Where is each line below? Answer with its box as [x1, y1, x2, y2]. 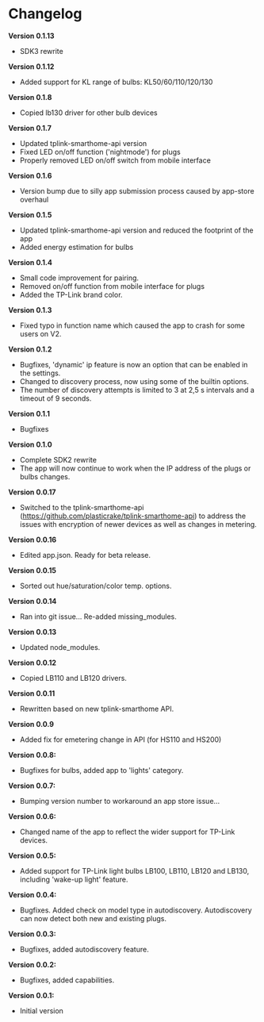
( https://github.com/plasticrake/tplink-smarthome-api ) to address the [19, 511, 247, 521]
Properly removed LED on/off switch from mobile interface [19, 156, 212, 165]
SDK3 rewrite [19, 46, 63, 56]
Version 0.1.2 [8, 344, 52, 354]
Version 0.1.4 [8, 257, 53, 267]
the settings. [19, 368, 61, 378]
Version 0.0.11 [8, 688, 55, 698]
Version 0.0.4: [8, 889, 57, 899]
